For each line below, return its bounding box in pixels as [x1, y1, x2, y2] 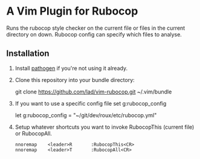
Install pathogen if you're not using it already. [15, 64, 128, 72]
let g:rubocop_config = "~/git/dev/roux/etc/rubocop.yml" [15, 111, 157, 119]
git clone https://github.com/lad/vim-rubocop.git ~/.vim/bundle [15, 88, 172, 95]
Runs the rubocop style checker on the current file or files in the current [6, 24, 185, 32]
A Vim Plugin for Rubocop [6, 4, 138, 18]
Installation [6, 49, 50, 59]
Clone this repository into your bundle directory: [15, 76, 135, 83]
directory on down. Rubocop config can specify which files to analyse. [6, 30, 182, 38]
